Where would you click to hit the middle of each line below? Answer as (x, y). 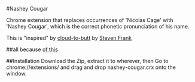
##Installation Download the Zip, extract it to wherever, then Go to (87, 61)
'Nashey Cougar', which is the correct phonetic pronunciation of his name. (98, 26)
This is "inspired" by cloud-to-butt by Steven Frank (69, 38)
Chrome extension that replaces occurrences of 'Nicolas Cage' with (90, 20)
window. (16, 73)
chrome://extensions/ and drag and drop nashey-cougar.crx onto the (91, 67)
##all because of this (32, 49)
